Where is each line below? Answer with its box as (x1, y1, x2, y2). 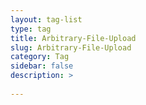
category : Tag (10, 52, 70, 62)
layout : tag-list (10, 14, 83, 25)
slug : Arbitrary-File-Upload (10, 42, 132, 53)
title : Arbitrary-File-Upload (10, 33, 137, 43)
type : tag (10, 24, 52, 34)
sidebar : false (10, 61, 74, 71)
